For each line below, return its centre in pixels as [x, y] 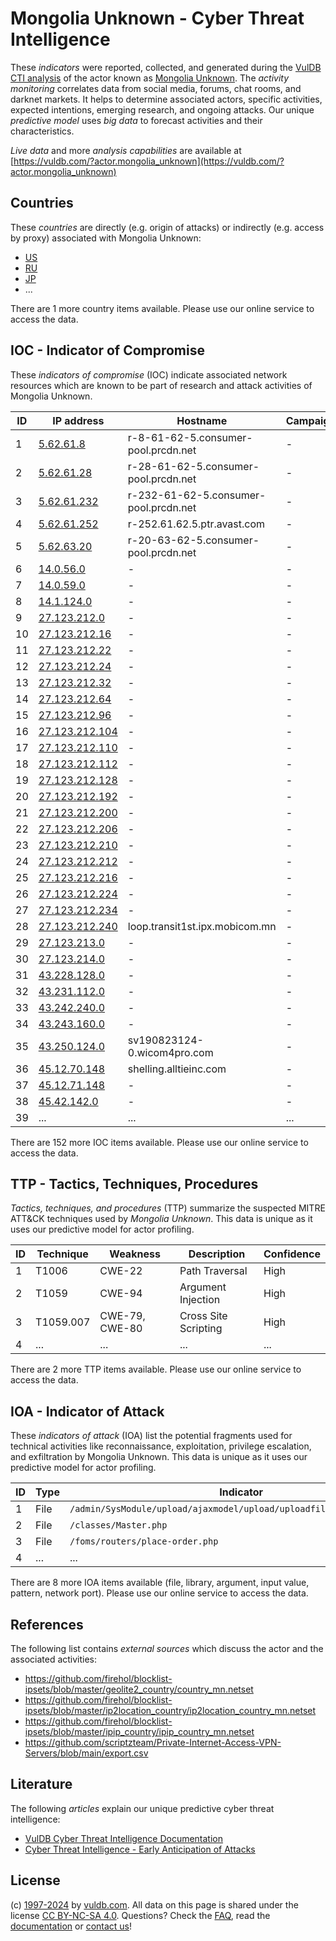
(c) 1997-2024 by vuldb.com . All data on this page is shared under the [154, 1904]
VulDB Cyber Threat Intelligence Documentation [124, 1838]
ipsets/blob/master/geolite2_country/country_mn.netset [139, 1689]
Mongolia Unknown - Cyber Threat [157, 18]
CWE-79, [122, 1316]
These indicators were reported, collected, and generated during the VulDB [166, 67]
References [47, 1624]
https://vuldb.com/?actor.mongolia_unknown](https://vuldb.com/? [149, 161]
